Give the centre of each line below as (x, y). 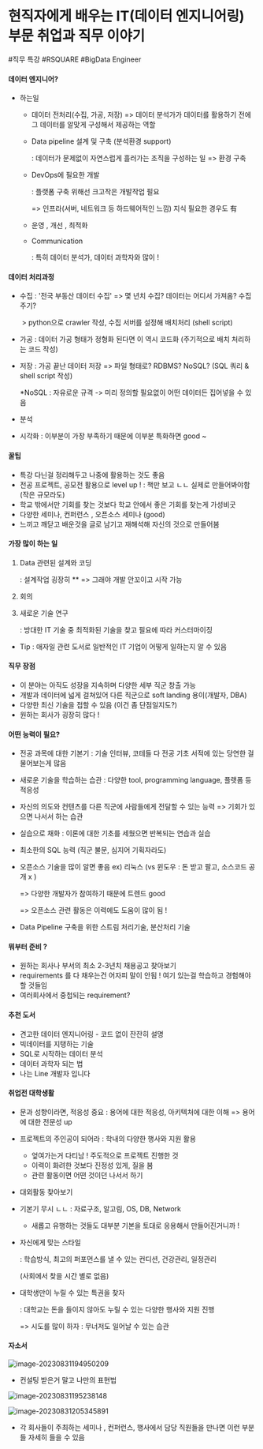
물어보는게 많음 (43, 764)
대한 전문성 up (50, 1121)
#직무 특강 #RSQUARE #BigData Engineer (75, 59)
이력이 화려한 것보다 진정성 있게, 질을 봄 (92, 1165)
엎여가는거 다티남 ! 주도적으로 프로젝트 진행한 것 (105, 1155)
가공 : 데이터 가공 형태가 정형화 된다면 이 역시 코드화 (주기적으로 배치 (124, 340)
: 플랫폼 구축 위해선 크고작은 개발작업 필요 (95, 192)
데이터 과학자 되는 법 (51, 1064)
